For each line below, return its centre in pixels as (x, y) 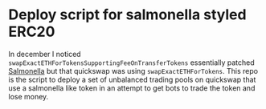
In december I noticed (45, 54)
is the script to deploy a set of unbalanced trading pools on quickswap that (132, 79)
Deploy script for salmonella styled (127, 15)
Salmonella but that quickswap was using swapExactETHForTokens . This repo (133, 71)
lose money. (29, 96)
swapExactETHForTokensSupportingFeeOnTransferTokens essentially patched (131, 63)
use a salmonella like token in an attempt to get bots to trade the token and (132, 88)
